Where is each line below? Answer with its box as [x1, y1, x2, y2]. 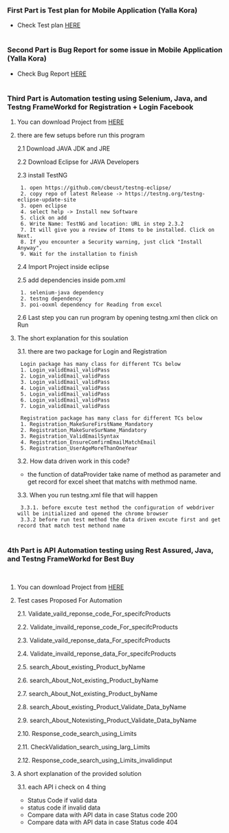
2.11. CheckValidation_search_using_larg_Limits [17, 742, 151, 751]
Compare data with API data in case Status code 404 [27, 818, 178, 826]
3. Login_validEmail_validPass [20, 379, 110, 386]
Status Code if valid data [27, 796, 98, 804]
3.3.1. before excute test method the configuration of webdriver [20, 504, 215, 511]
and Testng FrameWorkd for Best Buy [7, 554, 135, 563]
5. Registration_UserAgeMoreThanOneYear [20, 445, 138, 452]
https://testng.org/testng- [124, 191, 206, 197]
